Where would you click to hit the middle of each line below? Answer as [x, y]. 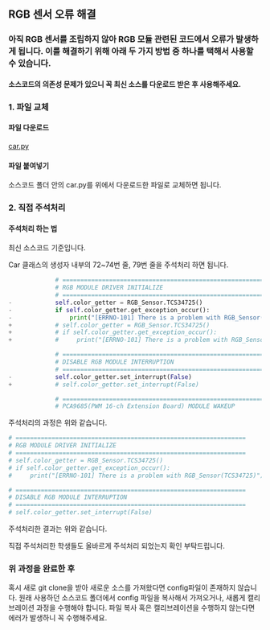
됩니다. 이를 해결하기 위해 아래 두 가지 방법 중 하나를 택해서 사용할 [135, 51]
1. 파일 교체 [29, 107]
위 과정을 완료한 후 [42, 569]
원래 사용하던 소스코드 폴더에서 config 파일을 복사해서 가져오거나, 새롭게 [132, 598]
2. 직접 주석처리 [37, 208]
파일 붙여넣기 [29, 165]
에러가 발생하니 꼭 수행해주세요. [58, 618]
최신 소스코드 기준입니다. [47, 248]
